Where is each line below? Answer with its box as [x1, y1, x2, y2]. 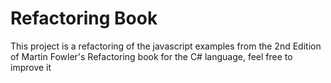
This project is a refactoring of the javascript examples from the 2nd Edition [10, 40, 322, 52]
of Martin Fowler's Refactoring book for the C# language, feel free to [10, 50, 293, 62]
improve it [10, 61, 52, 73]
